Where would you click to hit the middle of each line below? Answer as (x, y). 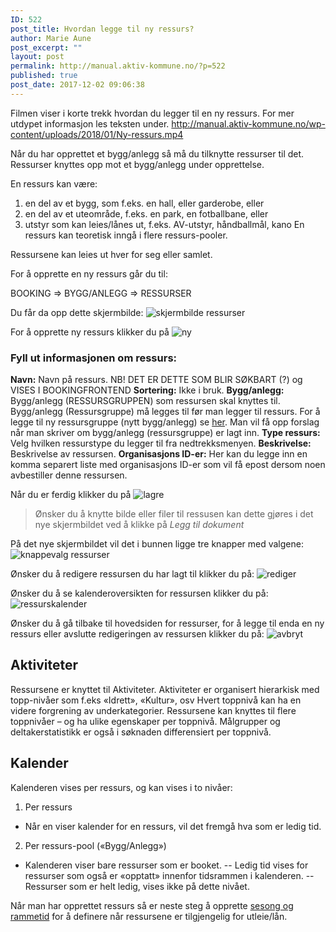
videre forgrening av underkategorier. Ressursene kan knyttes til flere (153, 710)
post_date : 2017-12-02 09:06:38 (77, 85)
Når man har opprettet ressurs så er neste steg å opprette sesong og (152, 905)
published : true (44, 76)
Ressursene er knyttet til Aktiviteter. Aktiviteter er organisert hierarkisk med (165, 689)
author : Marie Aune (51, 38)
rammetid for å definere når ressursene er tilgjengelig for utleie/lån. (149, 916)
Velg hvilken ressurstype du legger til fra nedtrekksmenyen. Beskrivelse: (161, 443)
